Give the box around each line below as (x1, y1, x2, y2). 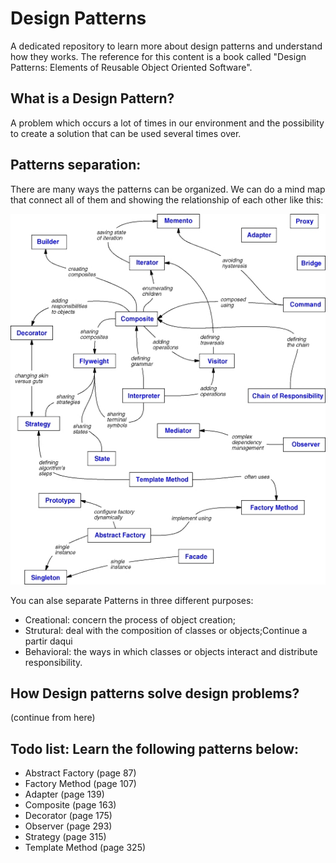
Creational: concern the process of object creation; (24, 613, 237, 626)
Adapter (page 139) (24, 788, 105, 801)
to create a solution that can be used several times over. (10, 127, 242, 139)
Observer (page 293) (24, 820, 113, 832)
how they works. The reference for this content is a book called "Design (10, 50, 307, 62)
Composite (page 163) (24, 799, 117, 811)
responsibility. (24, 656, 83, 668)
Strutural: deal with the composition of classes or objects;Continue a (24, 624, 308, 636)
